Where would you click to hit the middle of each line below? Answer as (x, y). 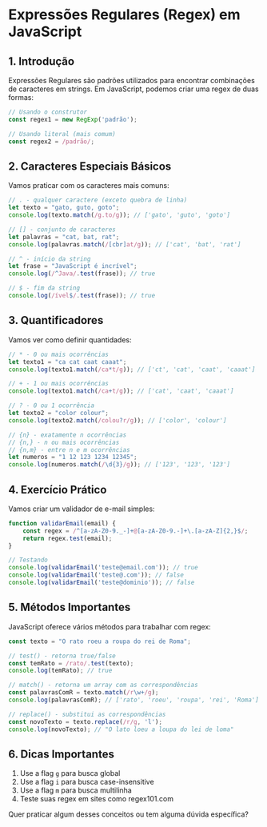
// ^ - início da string (50, 259)
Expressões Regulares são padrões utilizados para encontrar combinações (132, 80)
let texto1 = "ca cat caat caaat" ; (68, 362)
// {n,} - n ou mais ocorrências (64, 442)
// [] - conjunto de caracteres (62, 230)
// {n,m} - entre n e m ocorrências (69, 449)
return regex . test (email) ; (68, 538)
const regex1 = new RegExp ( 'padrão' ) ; (73, 119)
